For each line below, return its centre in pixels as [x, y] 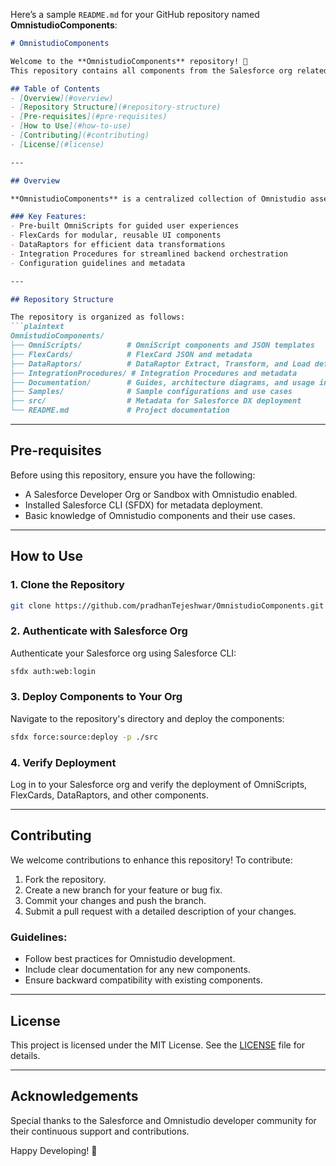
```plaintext [37, 327]
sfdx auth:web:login [53, 671]
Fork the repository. [65, 879]
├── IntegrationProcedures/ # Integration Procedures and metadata [154, 373]
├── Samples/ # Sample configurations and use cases [151, 392]
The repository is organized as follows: [98, 317]
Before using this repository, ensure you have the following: [133, 475]
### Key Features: [48, 217]
